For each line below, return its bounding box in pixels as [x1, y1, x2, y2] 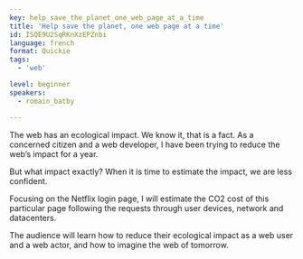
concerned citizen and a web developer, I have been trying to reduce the [9, 139, 280, 150]
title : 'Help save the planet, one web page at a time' [9, 22, 224, 31]
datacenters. [9, 212, 57, 223]
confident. [9, 175, 48, 186]
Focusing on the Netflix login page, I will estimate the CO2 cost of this [9, 193, 270, 204]
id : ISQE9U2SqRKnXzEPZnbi [9, 30, 107, 39]
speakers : [9, 88, 47, 97]
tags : [9, 55, 30, 64]
